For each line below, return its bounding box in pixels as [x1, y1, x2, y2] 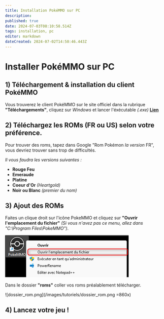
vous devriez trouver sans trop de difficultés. [5, 147, 96, 153]
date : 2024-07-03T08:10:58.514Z [5, 24, 71, 29]
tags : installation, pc [5, 29, 54, 34]
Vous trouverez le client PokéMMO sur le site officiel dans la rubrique [5, 101, 145, 107]
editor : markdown [5, 34, 41, 39]
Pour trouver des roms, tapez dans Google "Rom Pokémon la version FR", [5, 142, 154, 148]
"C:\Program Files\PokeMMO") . [5, 225, 69, 231]
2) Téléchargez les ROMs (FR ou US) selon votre [5, 121, 155, 129]
